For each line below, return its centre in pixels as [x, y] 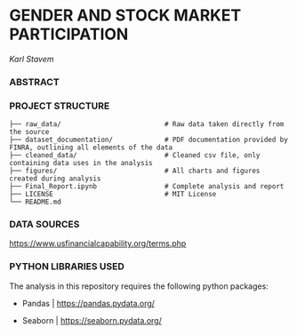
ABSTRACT [34, 82]
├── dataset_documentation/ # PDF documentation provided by [149, 140]
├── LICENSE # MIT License [113, 195]
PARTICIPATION [69, 34]
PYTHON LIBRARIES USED [67, 267]
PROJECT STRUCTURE [60, 106]
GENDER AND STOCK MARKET [125, 16]
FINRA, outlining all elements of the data [91, 148]
